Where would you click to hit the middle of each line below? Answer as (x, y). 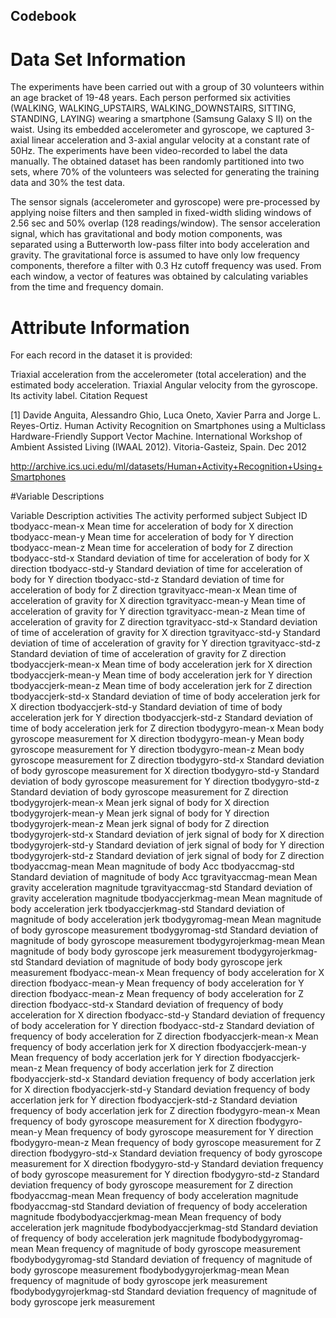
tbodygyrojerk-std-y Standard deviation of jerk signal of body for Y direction (167, 845)
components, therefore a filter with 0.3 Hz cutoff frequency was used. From (166, 266)
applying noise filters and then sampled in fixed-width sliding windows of (161, 213)
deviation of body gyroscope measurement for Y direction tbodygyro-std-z (165, 781)
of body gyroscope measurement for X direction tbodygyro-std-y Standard (165, 771)
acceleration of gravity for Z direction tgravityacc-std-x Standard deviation (164, 622)
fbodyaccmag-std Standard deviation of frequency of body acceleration (159, 1206)
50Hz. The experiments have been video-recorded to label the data (149, 151)
